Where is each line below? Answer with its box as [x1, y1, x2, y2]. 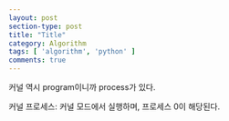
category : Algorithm [8, 38, 88, 48]
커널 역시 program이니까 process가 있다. [8, 82, 156, 92]
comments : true [8, 55, 67, 65]
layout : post [8, 13, 58, 23]
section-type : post [8, 22, 83, 31]
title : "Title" [8, 30, 67, 39]
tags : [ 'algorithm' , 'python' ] [8, 47, 136, 56]
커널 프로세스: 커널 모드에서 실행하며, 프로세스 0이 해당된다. [8, 101, 221, 112]
